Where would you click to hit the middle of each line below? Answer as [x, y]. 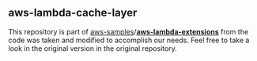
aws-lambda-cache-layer [73, 13]
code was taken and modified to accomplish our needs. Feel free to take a [129, 40]
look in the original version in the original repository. [93, 48]
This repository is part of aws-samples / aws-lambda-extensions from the [128, 31]
